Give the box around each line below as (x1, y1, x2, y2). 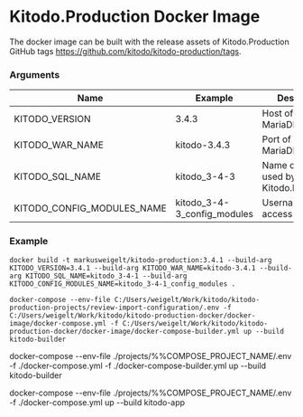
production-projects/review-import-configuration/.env (9, 303, 220, 312)
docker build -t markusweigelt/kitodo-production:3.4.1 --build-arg (9, 255, 272, 264)
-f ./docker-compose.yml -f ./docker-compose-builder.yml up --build (9, 360, 266, 371)
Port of (262, 133, 291, 146)
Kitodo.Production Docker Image (9, 6, 261, 27)
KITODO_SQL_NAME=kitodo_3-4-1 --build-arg (25, 271, 188, 280)
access (262, 208, 293, 221)
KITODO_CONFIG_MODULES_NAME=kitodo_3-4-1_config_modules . (9, 279, 236, 289)
